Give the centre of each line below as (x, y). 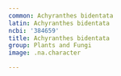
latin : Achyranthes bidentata (59, 23)
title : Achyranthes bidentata (59, 38)
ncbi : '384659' (34, 30)
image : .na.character (45, 53)
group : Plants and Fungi (50, 46)
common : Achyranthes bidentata (61, 16)
